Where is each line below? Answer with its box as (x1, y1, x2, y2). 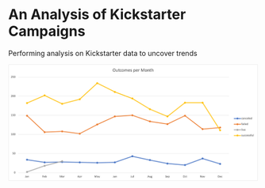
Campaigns (8, 22, 86, 40)
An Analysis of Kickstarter (8, 6, 186, 24)
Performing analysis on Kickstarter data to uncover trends (8, 48, 198, 58)
